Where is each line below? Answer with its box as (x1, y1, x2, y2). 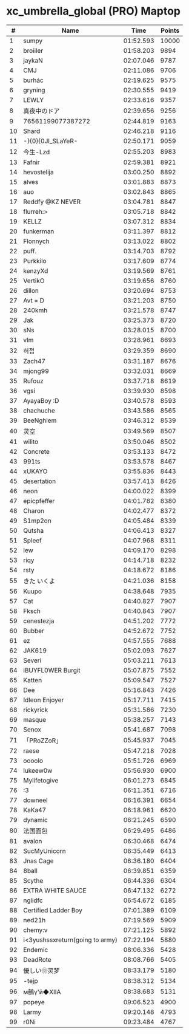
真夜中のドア (23, 106, 60, 115)
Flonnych (23, 237, 50, 245)
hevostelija (23, 168, 54, 176)
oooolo (23, 756, 44, 765)
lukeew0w (23, 766, 53, 775)
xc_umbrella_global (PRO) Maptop (6, 4, 181, 18)
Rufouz (23, 377, 44, 385)
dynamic (23, 815, 48, 824)
